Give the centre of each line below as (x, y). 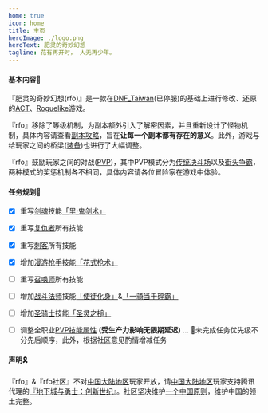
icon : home (26, 23)
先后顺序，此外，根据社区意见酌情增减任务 (97, 340)
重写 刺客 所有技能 (48, 245)
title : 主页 (27, 30)
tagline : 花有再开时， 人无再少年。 (62, 53)
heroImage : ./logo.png (46, 38)
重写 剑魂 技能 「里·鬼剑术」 (63, 211)
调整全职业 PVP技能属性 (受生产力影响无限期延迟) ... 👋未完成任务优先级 (135, 330)
